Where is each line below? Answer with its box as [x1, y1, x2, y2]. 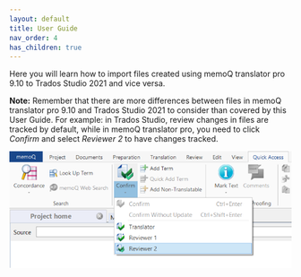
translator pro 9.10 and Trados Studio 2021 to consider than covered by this [9, 105, 287, 116]
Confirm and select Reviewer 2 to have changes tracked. [9, 134, 219, 144]
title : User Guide [9, 23, 78, 33]
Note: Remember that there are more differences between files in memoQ [9, 95, 282, 107]
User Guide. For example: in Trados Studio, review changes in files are [9, 115, 269, 126]
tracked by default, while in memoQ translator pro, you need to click [9, 124, 260, 134]
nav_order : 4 [9, 33, 58, 42]
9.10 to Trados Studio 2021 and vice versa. [9, 78, 166, 89]
